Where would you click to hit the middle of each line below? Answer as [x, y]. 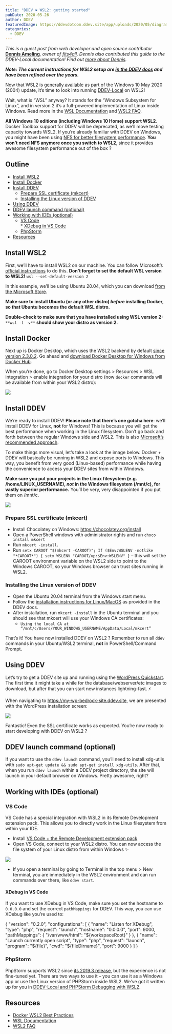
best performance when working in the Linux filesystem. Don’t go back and [85, 432]
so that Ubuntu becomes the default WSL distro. [58, 307]
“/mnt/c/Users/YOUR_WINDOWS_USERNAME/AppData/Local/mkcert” [86, 628]
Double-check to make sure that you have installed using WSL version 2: [84, 317]
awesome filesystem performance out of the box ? [58, 148]
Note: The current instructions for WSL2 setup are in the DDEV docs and [84, 69]
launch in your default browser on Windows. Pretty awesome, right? [77, 776]
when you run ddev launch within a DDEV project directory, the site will [80, 770]
